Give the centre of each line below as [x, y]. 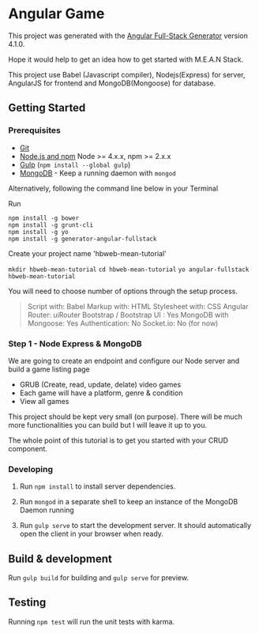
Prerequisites [34, 130]
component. [28, 448]
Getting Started [47, 108]
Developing [31, 469]
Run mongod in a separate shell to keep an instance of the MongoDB [129, 502]
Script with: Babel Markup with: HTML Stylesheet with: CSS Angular [138, 306]
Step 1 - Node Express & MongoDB [75, 343]
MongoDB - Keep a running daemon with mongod [98, 173]
